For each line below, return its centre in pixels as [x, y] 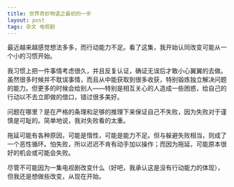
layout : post [26, 20]
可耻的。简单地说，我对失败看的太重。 [74, 121]
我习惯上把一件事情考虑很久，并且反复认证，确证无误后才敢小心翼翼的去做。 [117, 71]
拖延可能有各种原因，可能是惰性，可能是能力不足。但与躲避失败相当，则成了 [117, 135]
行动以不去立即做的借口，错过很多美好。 [65, 97]
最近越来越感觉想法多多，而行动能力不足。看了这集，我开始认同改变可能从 [114, 47]
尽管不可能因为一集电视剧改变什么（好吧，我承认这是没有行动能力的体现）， [116, 167]
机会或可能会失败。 [47, 153]
